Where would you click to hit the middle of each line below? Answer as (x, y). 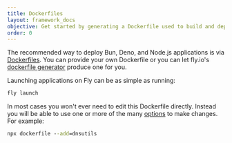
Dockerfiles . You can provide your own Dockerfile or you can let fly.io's (108, 60)
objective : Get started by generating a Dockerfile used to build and (111, 26)
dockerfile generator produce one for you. (67, 67)
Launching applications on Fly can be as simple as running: (91, 81)
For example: (26, 121)
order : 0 (20, 33)
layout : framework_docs (41, 20)
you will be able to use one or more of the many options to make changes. (113, 114)
